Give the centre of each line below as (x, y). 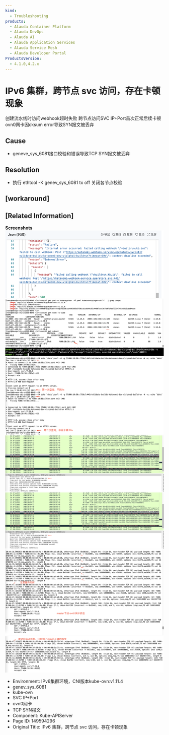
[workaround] (27, 199)
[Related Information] (39, 216)
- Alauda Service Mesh (33, 48)
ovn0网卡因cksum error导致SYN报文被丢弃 (50, 125)
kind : (11, 11)
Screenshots (19, 228)
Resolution (22, 170)
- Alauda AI (22, 37)
